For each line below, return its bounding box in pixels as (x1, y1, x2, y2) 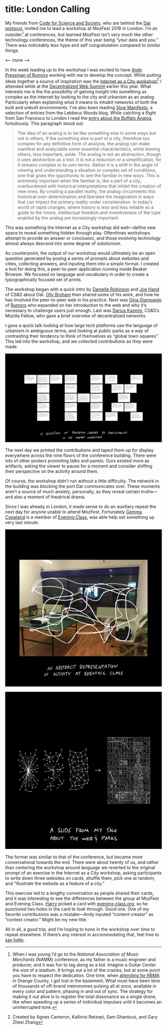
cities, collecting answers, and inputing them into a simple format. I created (5, 261, 159, 267)
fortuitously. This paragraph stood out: (5, 121, 84, 127)
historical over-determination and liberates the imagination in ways (17, 194, 154, 200)
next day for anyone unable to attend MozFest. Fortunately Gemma (5, 509, 143, 515)
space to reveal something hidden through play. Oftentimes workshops (5, 230, 151, 236)
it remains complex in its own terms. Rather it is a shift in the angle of (17, 162, 159, 168)
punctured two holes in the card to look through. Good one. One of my (5, 906, 149, 912)
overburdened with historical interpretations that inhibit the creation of (17, 183, 162, 189)
